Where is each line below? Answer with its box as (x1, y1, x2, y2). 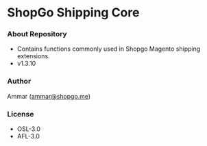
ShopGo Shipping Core (7, 5, 140, 21)
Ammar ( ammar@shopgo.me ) (7, 92, 91, 100)
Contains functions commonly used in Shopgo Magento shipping (16, 45, 201, 53)
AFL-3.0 (16, 132, 40, 141)
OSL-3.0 (16, 125, 41, 133)
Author (7, 77, 32, 86)
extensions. (16, 52, 50, 60)
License (7, 109, 34, 119)
